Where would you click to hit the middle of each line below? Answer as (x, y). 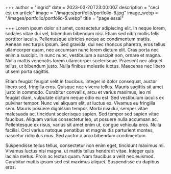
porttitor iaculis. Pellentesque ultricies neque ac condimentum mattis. (78, 39)
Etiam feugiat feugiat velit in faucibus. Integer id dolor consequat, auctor (81, 81)
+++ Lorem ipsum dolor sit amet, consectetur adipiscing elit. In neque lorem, (86, 28)
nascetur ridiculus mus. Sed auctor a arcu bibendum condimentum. (76, 135)
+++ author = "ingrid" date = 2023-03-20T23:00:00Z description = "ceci (82, 7)
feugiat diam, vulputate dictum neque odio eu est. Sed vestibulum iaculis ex (85, 97)
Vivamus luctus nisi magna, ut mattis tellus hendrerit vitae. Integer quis (80, 151)
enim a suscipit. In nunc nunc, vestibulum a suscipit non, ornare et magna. (83, 55)
